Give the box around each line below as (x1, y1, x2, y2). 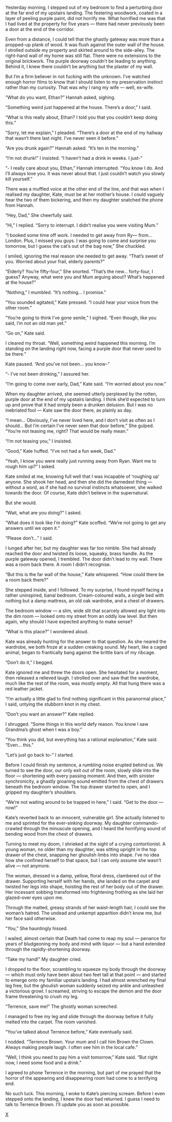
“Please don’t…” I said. (5, 535, 53, 541)
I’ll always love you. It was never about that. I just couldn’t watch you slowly (5, 171, 165, 176)
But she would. (5, 500, 37, 506)
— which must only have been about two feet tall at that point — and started (5, 971, 167, 978)
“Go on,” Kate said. (5, 330, 46, 336)
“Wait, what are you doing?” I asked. (5, 510, 82, 516)
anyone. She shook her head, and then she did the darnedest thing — (5, 479, 152, 485)
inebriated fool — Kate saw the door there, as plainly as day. (5, 407, 132, 413)
